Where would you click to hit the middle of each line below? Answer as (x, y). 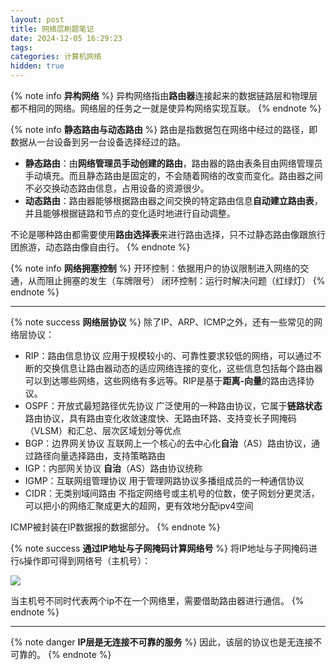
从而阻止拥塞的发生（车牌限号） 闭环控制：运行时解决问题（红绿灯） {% (176, 280)
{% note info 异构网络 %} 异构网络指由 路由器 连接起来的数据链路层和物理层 (164, 95)
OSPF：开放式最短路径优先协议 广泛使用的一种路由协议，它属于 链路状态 (173, 405)
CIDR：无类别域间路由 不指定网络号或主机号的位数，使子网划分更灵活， (172, 493)
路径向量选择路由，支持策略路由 (99, 455)
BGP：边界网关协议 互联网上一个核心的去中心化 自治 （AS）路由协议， (168, 443)
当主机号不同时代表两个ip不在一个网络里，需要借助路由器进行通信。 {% (157, 600)
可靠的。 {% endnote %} (61, 654)
